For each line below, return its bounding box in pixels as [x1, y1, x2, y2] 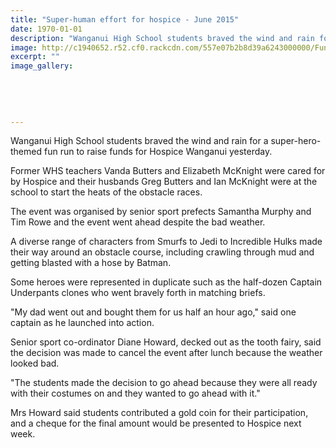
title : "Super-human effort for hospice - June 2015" [10, 14, 240, 25]
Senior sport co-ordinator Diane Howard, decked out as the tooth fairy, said [10, 336, 322, 348]
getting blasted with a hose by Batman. [10, 257, 172, 269]
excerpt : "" [10, 52, 60, 62]
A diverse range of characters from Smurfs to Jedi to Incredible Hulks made [10, 236, 323, 248]
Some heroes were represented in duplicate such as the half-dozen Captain [10, 276, 323, 288]
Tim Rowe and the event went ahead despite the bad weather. [10, 216, 266, 228]
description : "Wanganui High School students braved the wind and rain [10, 33, 315, 43]
